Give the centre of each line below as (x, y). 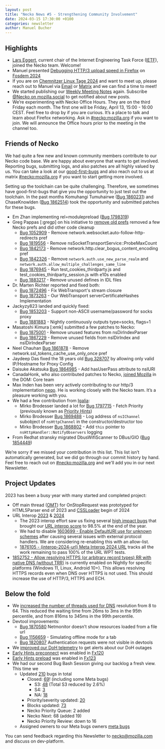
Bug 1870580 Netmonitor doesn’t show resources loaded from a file (88, 627)
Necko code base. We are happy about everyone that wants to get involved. (82, 161)
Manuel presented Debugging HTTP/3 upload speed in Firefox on (79, 70)
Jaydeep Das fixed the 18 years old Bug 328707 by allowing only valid (83, 358)
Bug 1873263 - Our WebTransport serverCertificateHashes (79, 295)
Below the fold (28, 594)
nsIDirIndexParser (38, 343)
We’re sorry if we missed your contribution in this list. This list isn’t (72, 452)
